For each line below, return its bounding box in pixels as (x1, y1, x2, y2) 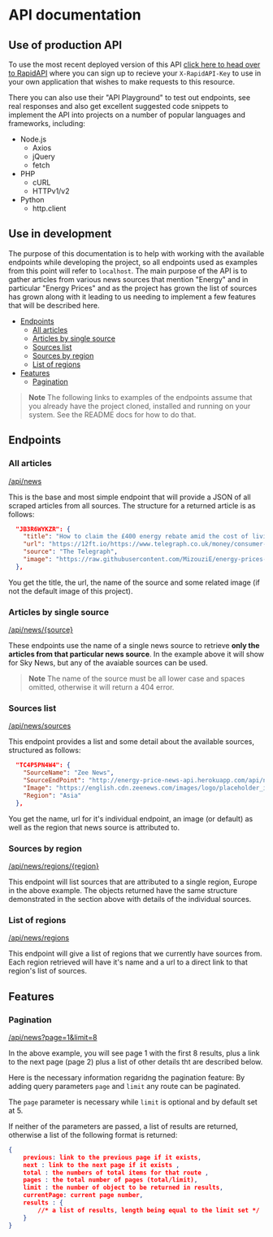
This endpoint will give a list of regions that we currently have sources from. (8, 949, 262, 959)
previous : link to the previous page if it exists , (23, 1153, 201, 1161)
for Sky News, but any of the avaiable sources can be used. (8, 658, 209, 668)
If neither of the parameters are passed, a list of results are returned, (8, 1121, 238, 1131)
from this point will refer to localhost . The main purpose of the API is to (8, 266, 248, 276)
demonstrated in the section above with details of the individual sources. (8, 894, 252, 904)
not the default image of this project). (8, 586, 133, 595)
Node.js (19, 134, 47, 144)
